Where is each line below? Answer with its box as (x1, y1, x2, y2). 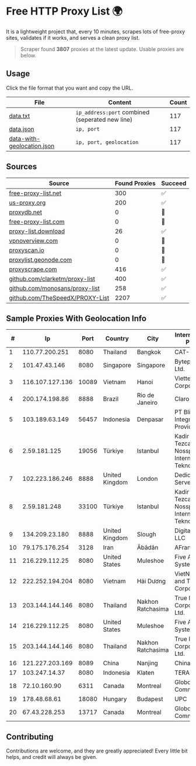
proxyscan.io (9, 246, 45, 254)
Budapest (136, 695, 163, 703)
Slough (136, 531, 156, 539)
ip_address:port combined (75, 108, 150, 116)
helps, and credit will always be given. (6, 754, 97, 761)
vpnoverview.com (9, 237, 58, 245)
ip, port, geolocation (75, 139, 139, 145)
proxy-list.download (9, 227, 65, 235)
